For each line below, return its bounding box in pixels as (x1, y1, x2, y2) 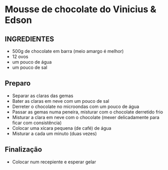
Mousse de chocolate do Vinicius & (5, 4, 156, 15)
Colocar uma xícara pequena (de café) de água (12, 125, 111, 131)
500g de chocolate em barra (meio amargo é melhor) (12, 48, 124, 54)
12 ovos (12, 53, 29, 60)
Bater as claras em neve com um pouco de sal (12, 98, 109, 104)
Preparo (5, 79, 31, 88)
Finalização (5, 145, 42, 154)
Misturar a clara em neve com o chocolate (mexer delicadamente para (12, 114, 160, 120)
